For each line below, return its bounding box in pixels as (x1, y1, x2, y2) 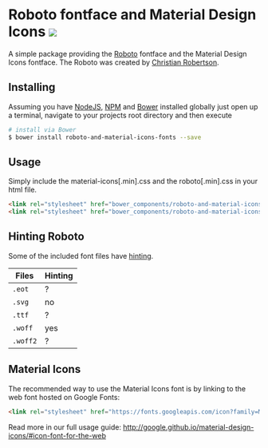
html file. (8, 185, 37, 195)
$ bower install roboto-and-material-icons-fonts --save (8, 133, 202, 141)
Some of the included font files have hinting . (8, 251, 154, 260)
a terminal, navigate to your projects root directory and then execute (8, 110, 233, 120)
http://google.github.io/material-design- (123, 422, 254, 432)
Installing (8, 81, 56, 94)
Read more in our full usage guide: (8, 422, 122, 432)
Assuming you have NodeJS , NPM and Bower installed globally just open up (8, 101, 258, 111)
